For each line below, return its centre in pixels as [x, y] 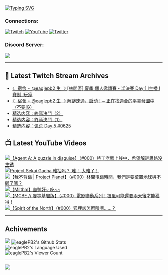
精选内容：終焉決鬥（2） [38, 113]
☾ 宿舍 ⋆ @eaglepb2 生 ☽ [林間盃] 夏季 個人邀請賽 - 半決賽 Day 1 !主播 [85, 88]
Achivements [26, 229]
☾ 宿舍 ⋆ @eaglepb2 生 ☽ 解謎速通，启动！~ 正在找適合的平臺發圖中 [83, 101]
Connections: [22, 21]
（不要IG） [23, 107]
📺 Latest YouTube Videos [46, 143]
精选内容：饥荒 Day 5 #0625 [42, 126]
